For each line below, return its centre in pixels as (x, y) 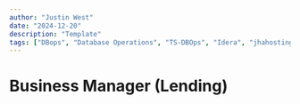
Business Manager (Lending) (119, 86)
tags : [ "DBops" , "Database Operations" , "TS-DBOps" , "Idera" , (127, 42)
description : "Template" (55, 34)
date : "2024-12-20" (46, 26)
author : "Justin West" (51, 17)
